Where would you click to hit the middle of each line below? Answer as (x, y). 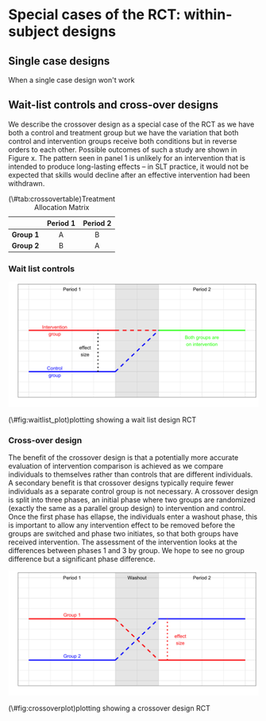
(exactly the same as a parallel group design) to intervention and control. (127, 509)
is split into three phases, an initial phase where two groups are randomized (132, 500)
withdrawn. (27, 183)
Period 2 (97, 223)
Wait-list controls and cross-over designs (113, 105)
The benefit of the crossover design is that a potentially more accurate (123, 458)
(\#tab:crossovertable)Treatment (62, 199)
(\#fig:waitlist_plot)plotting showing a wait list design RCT (102, 420)
